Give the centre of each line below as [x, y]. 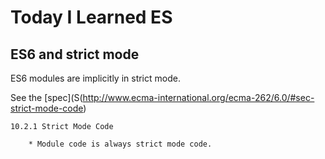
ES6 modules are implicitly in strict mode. [95, 78]
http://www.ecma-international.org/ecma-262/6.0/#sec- [198, 97]
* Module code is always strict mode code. [120, 144]
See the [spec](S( [46, 97]
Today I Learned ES [91, 17]
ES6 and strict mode [75, 54]
